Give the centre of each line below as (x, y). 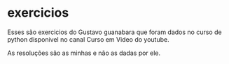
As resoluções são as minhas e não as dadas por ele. (84, 53)
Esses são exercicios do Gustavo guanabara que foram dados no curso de (114, 32)
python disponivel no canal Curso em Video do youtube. (88, 39)
